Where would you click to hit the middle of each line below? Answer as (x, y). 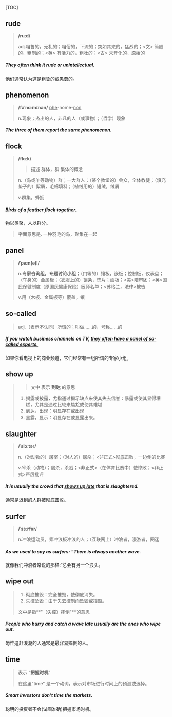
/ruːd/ (24, 36)
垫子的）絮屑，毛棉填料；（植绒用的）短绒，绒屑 (69, 186)
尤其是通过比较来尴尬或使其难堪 (69, 405)
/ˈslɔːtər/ (27, 446)
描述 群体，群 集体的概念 (57, 169)
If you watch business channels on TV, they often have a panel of (77, 339)
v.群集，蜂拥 (31, 197)
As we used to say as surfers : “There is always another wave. (73, 551)
